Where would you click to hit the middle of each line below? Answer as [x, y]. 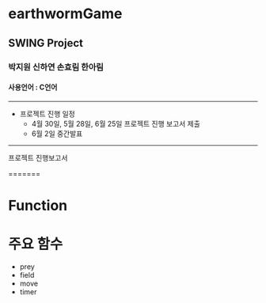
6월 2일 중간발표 [57, 133]
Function [38, 205]
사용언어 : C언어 [33, 87]
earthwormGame [65, 14]
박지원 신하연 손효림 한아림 [56, 66]
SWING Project [46, 43]
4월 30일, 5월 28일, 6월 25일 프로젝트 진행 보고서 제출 [116, 123]
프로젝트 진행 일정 [47, 114]
